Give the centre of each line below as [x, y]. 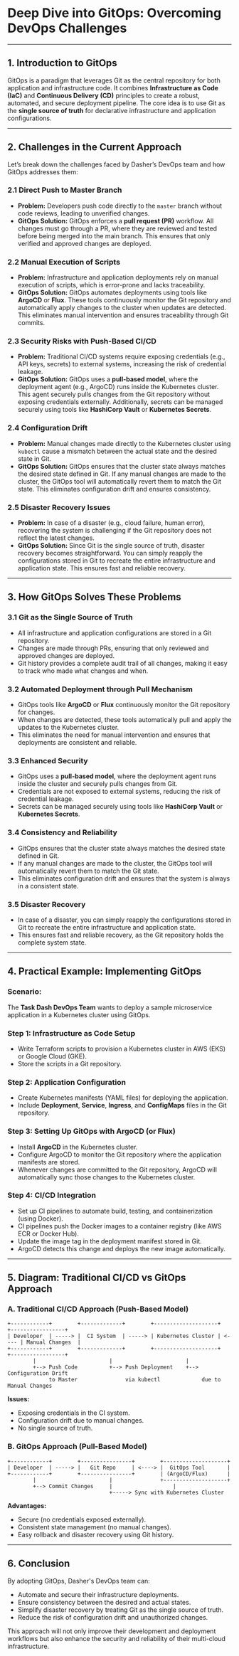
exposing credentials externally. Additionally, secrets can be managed [120, 402]
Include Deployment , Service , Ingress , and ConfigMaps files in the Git [122, 1105]
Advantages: [27, 1505]
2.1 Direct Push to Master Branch [65, 190]
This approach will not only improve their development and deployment [112, 1631]
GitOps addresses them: [43, 171]
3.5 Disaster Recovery [47, 904]
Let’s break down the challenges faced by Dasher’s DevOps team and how [116, 164]
